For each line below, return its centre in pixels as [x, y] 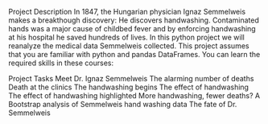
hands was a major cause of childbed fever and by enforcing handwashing [132, 29]
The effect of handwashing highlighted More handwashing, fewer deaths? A [134, 95]
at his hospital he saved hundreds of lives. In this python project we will [127, 37]
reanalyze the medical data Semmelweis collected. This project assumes [129, 46]
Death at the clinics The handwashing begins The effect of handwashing [129, 87]
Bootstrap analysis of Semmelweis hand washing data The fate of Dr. [123, 104]
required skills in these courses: [61, 63]
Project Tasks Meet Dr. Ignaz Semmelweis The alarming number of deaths [131, 79]
